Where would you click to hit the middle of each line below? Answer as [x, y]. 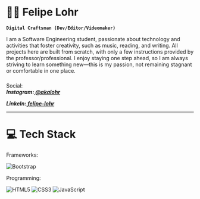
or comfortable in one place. [41, 70]
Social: [15, 85]
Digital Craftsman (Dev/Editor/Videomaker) [61, 28]
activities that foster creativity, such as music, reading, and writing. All [92, 45]
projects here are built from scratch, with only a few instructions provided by [100, 52]
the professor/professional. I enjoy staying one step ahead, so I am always [97, 58]
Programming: [24, 178]
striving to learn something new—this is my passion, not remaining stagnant [99, 64]
